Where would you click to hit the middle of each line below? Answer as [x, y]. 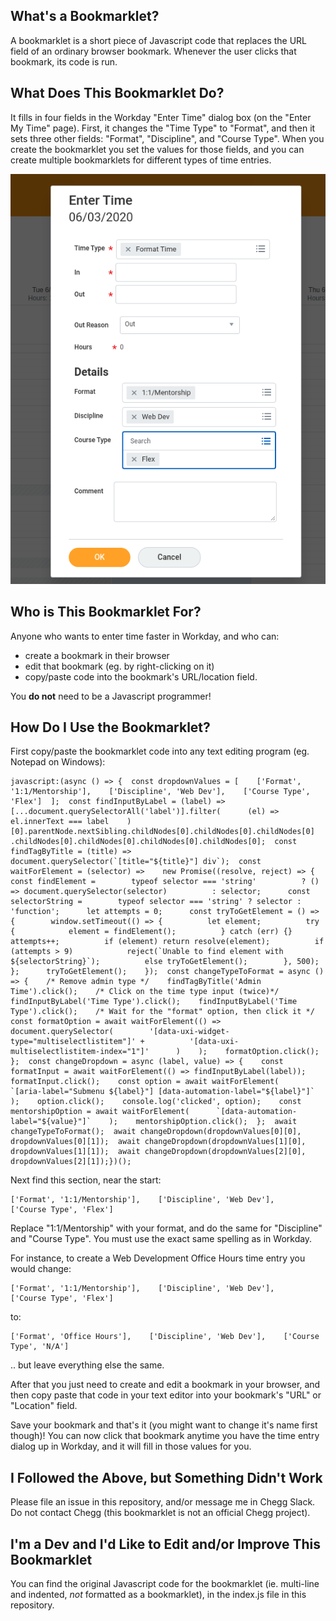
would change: [41, 1269]
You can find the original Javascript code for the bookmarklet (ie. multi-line [165, 1584]
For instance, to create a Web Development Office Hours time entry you [158, 1258]
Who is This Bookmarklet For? [106, 612]
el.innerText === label [60, 822]
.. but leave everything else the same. [87, 1365]
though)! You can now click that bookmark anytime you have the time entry [165, 1436]
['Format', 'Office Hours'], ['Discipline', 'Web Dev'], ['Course [165, 1337]
